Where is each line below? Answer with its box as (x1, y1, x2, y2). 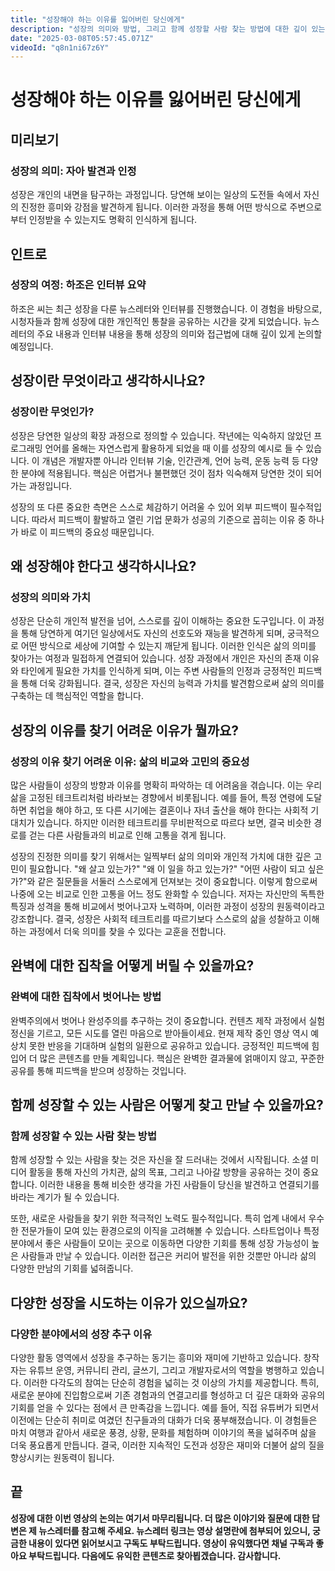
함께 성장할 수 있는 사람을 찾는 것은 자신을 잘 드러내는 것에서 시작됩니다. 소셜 (10, 1154, 309, 1166)
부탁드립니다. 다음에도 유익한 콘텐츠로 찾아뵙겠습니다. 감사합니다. (28, 1549, 282, 1561)
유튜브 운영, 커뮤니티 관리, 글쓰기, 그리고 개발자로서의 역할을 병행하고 (28, 1364, 298, 1376)
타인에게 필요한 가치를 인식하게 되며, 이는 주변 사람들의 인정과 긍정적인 (20, 665, 296, 677)
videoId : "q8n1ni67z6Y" (10, 42, 110, 53)
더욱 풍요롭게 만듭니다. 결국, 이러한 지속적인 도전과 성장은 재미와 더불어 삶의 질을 (10, 1439, 325, 1451)
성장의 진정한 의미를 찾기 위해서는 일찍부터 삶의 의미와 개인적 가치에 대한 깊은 (10, 850, 312, 862)
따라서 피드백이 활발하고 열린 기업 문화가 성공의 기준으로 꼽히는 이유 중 (31, 513, 307, 525)
